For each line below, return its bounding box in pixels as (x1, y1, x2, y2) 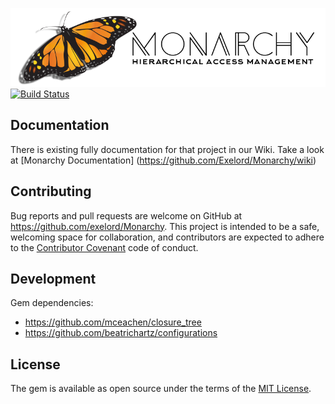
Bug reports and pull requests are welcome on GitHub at (10, 209, 243, 222)
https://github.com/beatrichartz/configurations (24, 327, 218, 339)
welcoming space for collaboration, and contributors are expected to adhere (10, 231, 325, 243)
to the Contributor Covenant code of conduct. (10, 241, 199, 253)
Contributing (10, 183, 92, 200)
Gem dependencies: (10, 297, 94, 309)
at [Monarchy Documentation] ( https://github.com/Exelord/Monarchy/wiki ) (10, 154, 317, 166)
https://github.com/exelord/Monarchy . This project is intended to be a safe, (10, 220, 320, 232)
